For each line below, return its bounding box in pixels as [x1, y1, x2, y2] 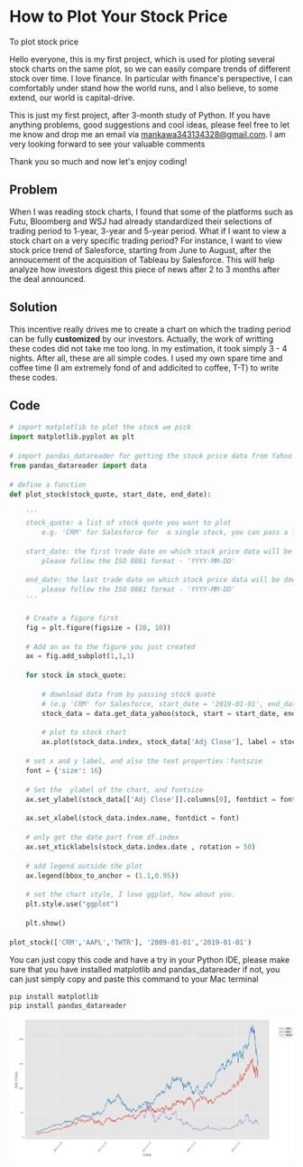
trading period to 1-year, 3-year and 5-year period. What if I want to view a [9, 225, 287, 236]
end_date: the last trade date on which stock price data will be [25, 576, 280, 585]
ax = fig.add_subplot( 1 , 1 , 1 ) [25, 652, 135, 661]
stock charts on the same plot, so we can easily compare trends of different [9, 63, 291, 74]
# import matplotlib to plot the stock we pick [9, 423, 192, 432]
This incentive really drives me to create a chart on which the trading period [9, 324, 291, 334]
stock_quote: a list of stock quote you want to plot [25, 518, 232, 528]
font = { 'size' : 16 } [25, 766, 103, 775]
